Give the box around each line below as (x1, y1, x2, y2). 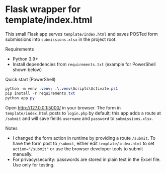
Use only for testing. (12, 161, 55, 167)
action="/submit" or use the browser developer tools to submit (12, 145, 143, 152)
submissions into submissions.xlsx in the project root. (5, 36, 117, 42)
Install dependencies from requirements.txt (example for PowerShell (12, 61, 156, 67)
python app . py (5, 95, 35, 100)
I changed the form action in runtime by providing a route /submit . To (12, 135, 156, 141)
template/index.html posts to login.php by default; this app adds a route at (5, 110, 161, 116)
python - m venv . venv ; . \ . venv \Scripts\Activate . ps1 (5, 86, 118, 91)
